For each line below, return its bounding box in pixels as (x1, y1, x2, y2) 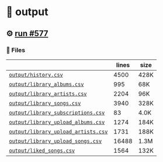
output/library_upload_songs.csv (9, 138, 102, 145)
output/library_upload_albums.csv (9, 119, 105, 125)
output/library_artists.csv (9, 90, 87, 97)
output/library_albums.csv (9, 81, 84, 87)
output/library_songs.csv (9, 100, 81, 107)
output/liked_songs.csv (9, 147, 75, 154)
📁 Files (6, 46, 25, 54)
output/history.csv (9, 71, 63, 78)
